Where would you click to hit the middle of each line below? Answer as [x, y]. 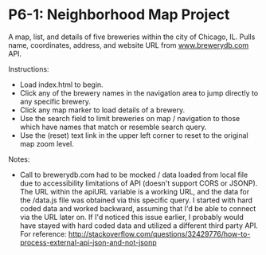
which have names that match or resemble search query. [113, 127]
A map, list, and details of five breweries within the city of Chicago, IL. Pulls [132, 37]
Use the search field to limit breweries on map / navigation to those [130, 118]
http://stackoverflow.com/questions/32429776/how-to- [159, 233]
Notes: [19, 159]
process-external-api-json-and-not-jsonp [88, 242]
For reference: [43, 233]
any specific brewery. [55, 101]
